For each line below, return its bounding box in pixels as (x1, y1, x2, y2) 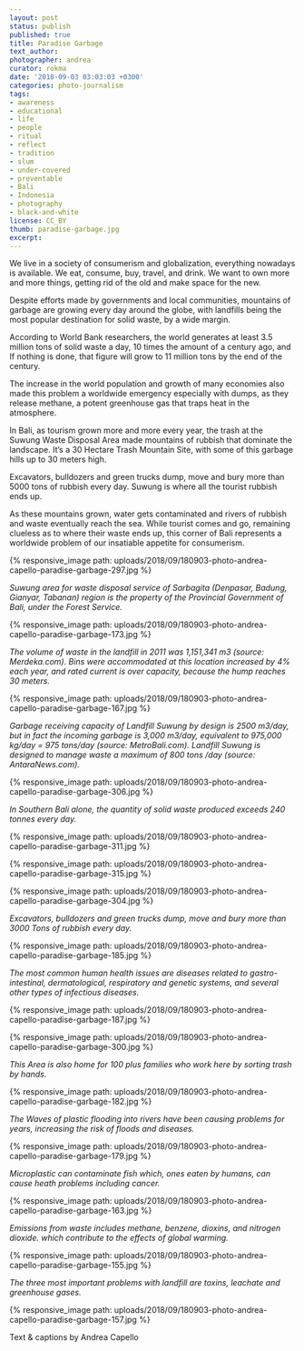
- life (9, 115, 34, 124)
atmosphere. (9, 407, 57, 418)
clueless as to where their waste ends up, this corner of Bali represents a (9, 528, 282, 539)
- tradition (9, 148, 54, 157)
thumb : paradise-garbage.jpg (9, 225, 120, 234)
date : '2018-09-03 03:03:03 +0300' (9, 73, 144, 82)
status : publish (9, 22, 71, 31)
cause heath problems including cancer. (9, 1178, 161, 1189)
